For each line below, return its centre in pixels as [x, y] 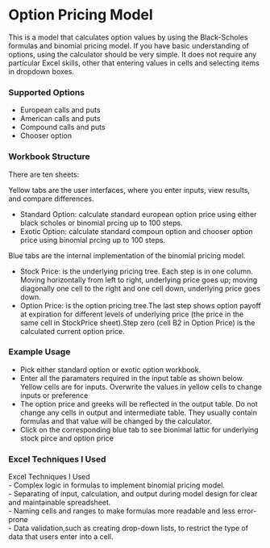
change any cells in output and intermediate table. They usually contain [139, 412]
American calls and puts [60, 119]
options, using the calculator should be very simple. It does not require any [133, 54]
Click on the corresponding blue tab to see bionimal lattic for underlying [139, 429]
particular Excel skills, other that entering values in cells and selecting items [134, 63]
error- [247, 511]
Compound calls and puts [63, 128]
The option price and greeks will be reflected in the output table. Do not [139, 404]
